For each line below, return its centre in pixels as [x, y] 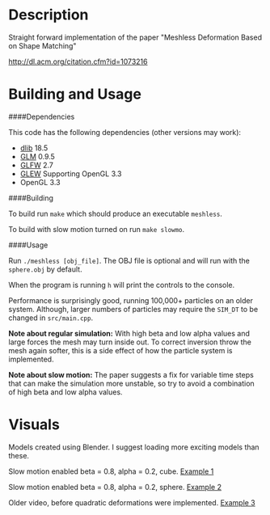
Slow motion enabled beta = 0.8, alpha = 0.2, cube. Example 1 [111, 471]
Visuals [34, 425]
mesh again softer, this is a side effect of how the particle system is [120, 350]
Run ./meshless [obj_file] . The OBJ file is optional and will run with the [129, 260]
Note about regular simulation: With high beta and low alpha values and [129, 333]
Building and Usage [75, 94]
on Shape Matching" [42, 45]
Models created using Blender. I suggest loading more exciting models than [134, 447]
